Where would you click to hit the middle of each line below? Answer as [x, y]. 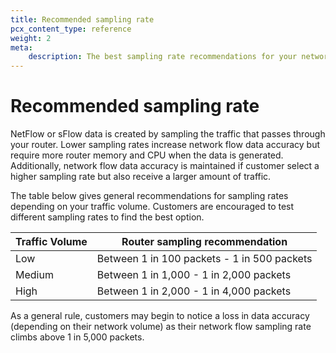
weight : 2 [31, 38]
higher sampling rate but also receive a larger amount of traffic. [141, 177]
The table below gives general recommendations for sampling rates [149, 196]
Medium [34, 275]
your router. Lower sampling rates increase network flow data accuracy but [165, 145]
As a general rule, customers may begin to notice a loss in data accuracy [160, 316]
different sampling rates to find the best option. [107, 217]
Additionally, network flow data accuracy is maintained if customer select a [165, 166]
